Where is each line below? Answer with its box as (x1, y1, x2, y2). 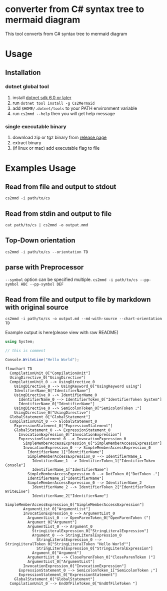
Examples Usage (5, 163, 76, 174)
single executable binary (5, 123, 66, 130)
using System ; (5, 339, 35, 344)
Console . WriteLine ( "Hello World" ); (5, 357, 79, 363)
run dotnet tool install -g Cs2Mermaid (12, 100, 95, 106)
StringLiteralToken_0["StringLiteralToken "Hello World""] (5, 541, 131, 546)
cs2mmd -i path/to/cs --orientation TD (5, 249, 88, 254)
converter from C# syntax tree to (5, 4, 144, 15)
